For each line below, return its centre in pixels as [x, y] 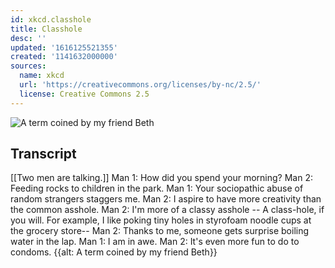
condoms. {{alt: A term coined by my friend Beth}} [114, 252]
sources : [28, 66]
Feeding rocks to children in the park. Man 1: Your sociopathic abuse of [157, 188]
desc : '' [28, 38]
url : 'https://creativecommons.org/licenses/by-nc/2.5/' [140, 85]
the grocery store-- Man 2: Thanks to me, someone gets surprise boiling [160, 231]
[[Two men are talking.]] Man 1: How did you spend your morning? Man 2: [161, 178]
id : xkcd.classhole [51, 19]
